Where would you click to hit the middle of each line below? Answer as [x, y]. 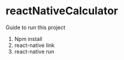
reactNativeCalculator [62, 11]
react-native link [34, 45]
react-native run [34, 51]
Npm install [28, 39]
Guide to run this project [36, 27]
